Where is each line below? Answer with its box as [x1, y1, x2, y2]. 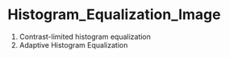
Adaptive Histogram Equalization [19, 40, 128, 49]
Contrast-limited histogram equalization [19, 32, 151, 41]
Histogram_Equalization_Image [7, 6, 221, 24]
